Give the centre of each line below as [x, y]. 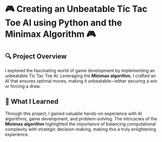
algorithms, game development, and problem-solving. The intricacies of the [81, 118]
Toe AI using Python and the [64, 23]
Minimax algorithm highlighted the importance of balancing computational [81, 124]
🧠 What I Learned [32, 101]
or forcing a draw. [23, 86]
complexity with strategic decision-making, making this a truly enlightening [81, 129]
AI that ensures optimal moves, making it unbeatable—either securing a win [81, 81]
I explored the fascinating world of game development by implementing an [80, 71]
